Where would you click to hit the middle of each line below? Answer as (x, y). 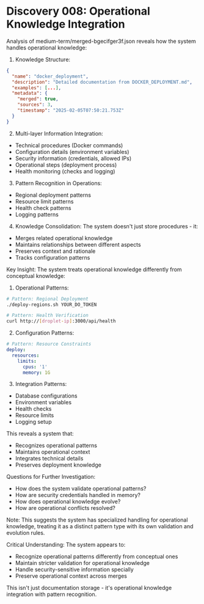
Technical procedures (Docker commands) (69, 145)
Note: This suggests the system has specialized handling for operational (97, 520)
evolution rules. (26, 533)
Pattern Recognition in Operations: (58, 183)
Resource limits (35, 415)
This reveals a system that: (40, 434)
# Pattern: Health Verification (47, 316)
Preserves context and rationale (55, 251)
